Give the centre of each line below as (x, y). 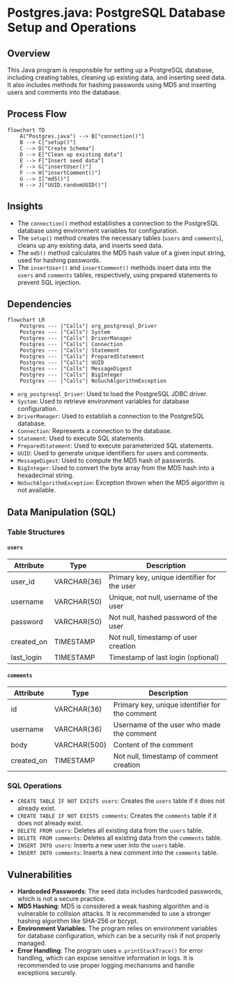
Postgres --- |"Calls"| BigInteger (71, 375)
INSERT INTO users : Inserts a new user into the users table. (101, 845)
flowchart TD (26, 130)
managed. (32, 943)
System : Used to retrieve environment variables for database (103, 401)
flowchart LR (26, 320)
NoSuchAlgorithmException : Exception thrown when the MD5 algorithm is (121, 483)
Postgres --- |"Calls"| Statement (70, 351)
